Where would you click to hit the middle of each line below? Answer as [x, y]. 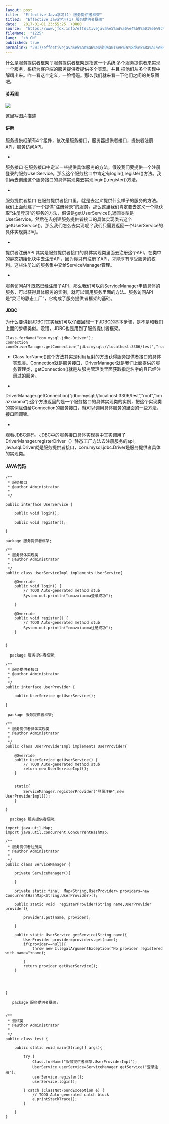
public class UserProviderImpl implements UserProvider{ [66, 747]
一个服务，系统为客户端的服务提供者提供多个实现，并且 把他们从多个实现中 [83, 69]
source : [13, 29]
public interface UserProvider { [40, 687]
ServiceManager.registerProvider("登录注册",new [74, 792]
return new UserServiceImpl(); [56, 769]
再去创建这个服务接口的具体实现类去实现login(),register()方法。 [75, 180]
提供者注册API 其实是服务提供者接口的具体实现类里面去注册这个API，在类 [81, 253]
